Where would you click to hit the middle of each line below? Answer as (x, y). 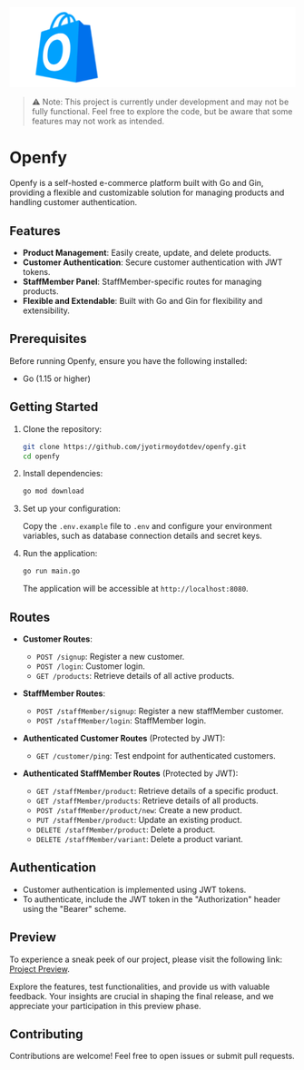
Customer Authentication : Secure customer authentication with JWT (152, 262)
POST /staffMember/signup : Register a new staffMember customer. (160, 711)
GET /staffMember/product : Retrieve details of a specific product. (157, 790)
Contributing (46, 1034)
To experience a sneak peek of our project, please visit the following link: (146, 959)
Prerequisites (48, 339)
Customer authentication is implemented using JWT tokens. (134, 889)
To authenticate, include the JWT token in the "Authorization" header (152, 899)
